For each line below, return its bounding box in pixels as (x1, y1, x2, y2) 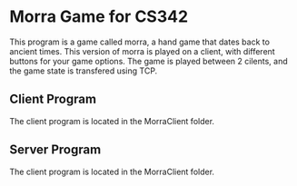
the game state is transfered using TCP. (9, 65, 158, 76)
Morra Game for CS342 (9, 6, 189, 27)
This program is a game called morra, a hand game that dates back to (9, 36, 271, 47)
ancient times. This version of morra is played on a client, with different (9, 45, 275, 56)
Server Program (9, 142, 102, 158)
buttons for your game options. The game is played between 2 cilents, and (9, 55, 288, 66)
